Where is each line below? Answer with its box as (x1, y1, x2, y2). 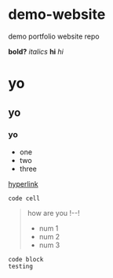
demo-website (8, 6, 106, 24)
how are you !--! (27, 208, 80, 217)
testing (8, 262, 34, 270)
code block (8, 255, 44, 263)
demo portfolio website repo (8, 32, 100, 41)
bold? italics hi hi (8, 46, 64, 56)
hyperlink (8, 179, 38, 188)
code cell (8, 195, 41, 202)
